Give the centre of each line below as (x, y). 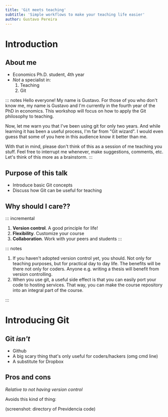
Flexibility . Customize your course (48, 233)
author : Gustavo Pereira (31, 19)
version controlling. (32, 274)
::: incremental (20, 218)
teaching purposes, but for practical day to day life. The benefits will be (87, 264)
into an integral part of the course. (48, 290)
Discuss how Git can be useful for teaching (57, 190)
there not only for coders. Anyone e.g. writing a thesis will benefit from (86, 269)
